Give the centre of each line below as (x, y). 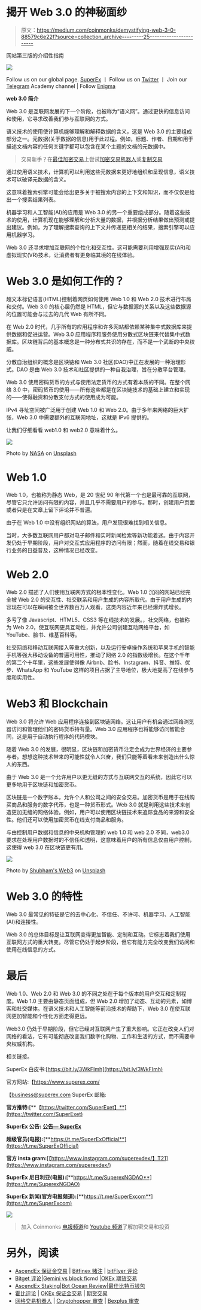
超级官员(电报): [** (28, 1139)
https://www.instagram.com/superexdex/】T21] (110, 1158)
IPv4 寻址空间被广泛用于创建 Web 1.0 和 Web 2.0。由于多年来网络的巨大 (95, 410)
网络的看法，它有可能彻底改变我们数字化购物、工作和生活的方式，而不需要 (98, 1036)
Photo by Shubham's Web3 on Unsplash (56, 870)
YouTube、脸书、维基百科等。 (43, 635)
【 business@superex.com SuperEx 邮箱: (56, 1094)
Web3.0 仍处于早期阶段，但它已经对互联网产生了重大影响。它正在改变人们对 (100, 1029)
